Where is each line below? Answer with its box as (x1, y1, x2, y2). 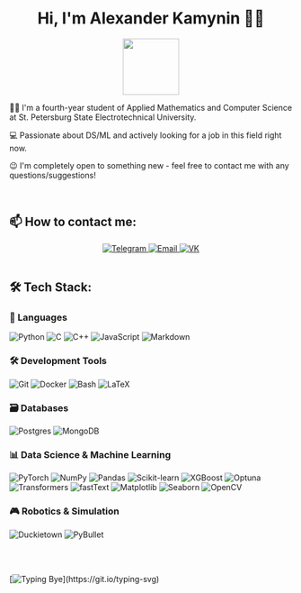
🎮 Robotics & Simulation (9, 505, 120, 517)
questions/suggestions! (9, 169, 96, 180)
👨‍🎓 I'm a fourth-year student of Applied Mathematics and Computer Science (9, 102, 293, 113)
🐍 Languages (9, 311, 67, 324)
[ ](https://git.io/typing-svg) (9, 573, 160, 584)
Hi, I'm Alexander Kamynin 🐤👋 (37, 8, 265, 29)
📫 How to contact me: (9, 214, 137, 230)
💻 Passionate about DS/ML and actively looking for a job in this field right (9, 130, 282, 141)
